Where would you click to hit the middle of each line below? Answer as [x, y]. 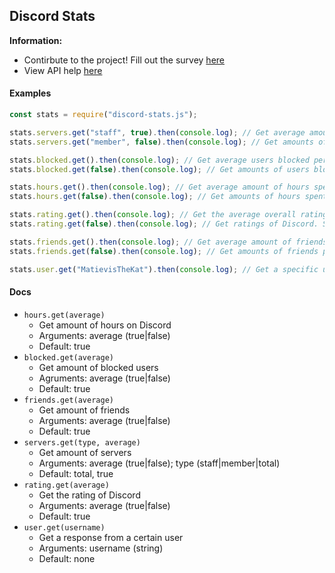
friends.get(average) [68, 400]
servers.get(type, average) [82, 442]
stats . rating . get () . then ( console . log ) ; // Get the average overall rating [168, 215]
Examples [30, 93]
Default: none [67, 558]
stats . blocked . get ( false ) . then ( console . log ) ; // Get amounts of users [159, 169]
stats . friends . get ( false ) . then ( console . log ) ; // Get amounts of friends [164, 251]
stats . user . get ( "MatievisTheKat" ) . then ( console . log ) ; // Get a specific [164, 269]
